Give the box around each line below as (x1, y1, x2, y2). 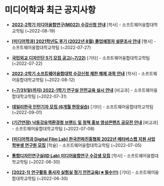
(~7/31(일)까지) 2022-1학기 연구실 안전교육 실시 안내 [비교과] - (11, 87, 133, 93)
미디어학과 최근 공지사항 (4, 4, 96, 16)
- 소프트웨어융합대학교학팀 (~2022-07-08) (11, 125, 95, 131)
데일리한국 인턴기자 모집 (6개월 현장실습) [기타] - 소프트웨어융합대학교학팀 (11, 104, 154, 110)
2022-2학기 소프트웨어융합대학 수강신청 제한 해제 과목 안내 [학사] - (11, 70, 140, 76)
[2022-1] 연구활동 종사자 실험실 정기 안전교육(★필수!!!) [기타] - (11, 169, 135, 175)
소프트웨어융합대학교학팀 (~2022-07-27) (11, 44, 91, 50)
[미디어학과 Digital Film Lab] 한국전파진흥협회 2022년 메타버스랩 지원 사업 (11, 136, 156, 142)
